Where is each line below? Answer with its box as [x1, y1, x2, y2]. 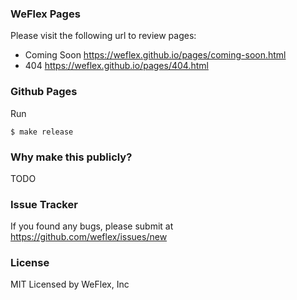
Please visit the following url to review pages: [10, 30, 197, 42]
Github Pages [10, 85, 78, 99]
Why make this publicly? [10, 150, 133, 164]
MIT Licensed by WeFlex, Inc [10, 278, 130, 291]
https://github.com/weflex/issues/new [10, 231, 168, 243]
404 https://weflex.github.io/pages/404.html [24, 60, 209, 72]
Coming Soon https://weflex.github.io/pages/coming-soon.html [24, 49, 287, 61]
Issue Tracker [10, 197, 78, 211]
